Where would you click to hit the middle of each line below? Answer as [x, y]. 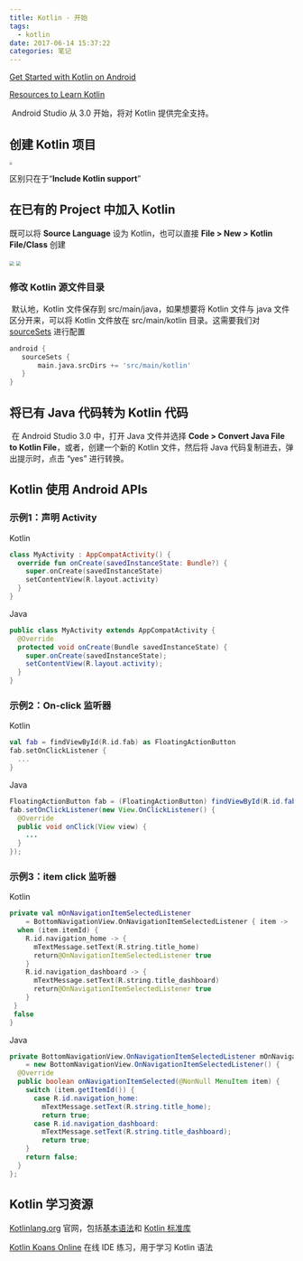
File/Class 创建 [37, 244]
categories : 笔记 [41, 51]
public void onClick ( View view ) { [82, 827]
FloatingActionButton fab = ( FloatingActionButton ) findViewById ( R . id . [147, 801]
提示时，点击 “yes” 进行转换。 [73, 459]
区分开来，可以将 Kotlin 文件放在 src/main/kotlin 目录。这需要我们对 [135, 320]
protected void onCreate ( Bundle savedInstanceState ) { [123, 647]
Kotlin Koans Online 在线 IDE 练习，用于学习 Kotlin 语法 [111, 1247]
